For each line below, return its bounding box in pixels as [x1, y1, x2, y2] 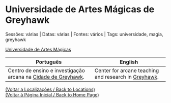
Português [35, 58, 62, 65]
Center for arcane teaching [94, 67, 159, 74]
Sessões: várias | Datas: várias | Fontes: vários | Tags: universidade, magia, [5, 31, 163, 37]
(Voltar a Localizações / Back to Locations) [5, 86, 95, 92]
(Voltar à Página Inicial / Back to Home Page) [5, 91, 99, 97]
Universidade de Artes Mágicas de [5, 4, 155, 15]
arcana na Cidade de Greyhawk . [8, 73, 85, 80]
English [119, 58, 138, 65]
